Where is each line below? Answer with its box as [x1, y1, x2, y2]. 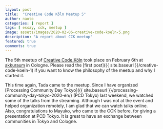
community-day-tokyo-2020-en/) [5, 92, 72, 98]
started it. [5, 72, 24, 78]
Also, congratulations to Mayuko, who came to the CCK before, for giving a [5, 108, 156, 114]
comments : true [5, 43, 36, 48]
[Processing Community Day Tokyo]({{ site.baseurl [5, 87, 107, 93]
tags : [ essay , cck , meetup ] [5, 25, 67, 30]
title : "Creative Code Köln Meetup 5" [5, 12, 86, 17]
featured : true [5, 39, 36, 44]
